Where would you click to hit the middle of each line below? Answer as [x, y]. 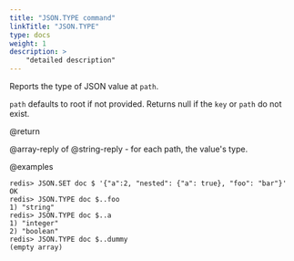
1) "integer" [34, 224]
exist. [20, 114]
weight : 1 [28, 43]
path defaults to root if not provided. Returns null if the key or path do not [146, 104]
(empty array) [36, 247]
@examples [31, 167]
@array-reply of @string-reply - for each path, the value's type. [129, 149]
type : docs [30, 35]
